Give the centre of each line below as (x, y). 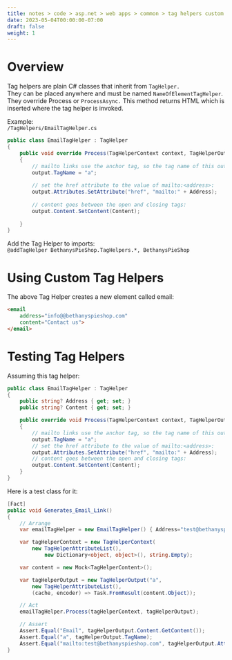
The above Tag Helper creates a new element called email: (90, 297)
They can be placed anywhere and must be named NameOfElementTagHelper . (115, 93)
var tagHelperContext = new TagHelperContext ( (88, 542)
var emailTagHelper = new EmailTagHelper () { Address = (100, 530)
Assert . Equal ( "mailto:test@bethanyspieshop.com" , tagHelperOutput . (118, 643)
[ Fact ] (17, 504)
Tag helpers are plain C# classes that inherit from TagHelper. (94, 86)
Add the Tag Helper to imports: (51, 244)
